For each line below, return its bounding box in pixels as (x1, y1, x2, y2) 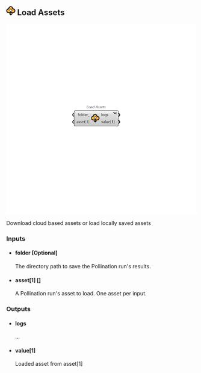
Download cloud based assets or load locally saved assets (6, 219, 152, 226)
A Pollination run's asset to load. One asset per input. (14, 290, 147, 297)
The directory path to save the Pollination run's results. (14, 262, 152, 270)
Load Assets (17, 7, 65, 18)
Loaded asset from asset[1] (14, 360, 83, 368)
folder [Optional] (14, 249, 58, 256)
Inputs (6, 234, 26, 242)
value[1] (14, 347, 36, 354)
